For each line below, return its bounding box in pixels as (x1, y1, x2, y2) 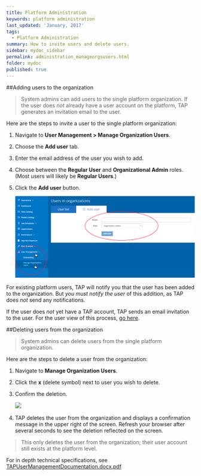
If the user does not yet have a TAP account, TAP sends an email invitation (6, 308, 190, 315)
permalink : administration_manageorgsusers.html (6, 54, 130, 60)
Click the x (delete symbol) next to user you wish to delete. (14, 378, 160, 386)
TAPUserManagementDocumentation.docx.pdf (6, 463, 121, 470)
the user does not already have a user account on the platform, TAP (20, 102, 188, 109)
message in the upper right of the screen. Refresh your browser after (14, 420, 185, 428)
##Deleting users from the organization (6, 326, 103, 333)
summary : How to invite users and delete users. (6, 41, 130, 47)
